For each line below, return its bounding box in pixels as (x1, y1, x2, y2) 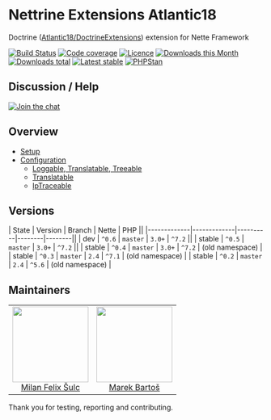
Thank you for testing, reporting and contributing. (8, 402, 174, 413)
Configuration (19, 155, 66, 165)
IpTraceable (32, 180, 72, 191)
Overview (8, 125, 59, 139)
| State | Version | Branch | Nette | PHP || (8, 225, 144, 235)
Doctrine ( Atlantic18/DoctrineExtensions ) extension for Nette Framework (8, 32, 249, 42)
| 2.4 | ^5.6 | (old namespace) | (8, 260, 112, 270)
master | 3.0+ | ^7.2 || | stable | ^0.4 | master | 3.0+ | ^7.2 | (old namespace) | (8, 242, 263, 252)
